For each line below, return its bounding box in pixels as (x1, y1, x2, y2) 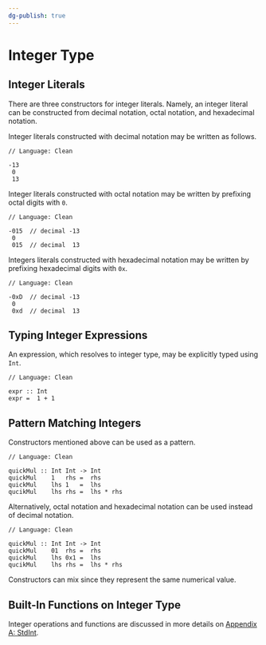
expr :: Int (8, 388, 48, 396)
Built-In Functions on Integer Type (8, 598, 182, 611)
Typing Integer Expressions (8, 328, 148, 342)
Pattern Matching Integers (8, 416, 142, 430)
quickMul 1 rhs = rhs (8, 474, 102, 482)
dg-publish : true (8, 11, 66, 20)
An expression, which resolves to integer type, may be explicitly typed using (8, 349, 259, 360)
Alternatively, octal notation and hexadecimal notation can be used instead (8, 502, 253, 512)
